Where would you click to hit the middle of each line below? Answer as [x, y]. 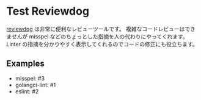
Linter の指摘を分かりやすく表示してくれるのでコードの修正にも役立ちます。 [102, 44]
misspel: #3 [30, 78]
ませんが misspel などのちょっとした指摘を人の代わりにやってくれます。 [97, 36]
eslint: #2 [27, 91]
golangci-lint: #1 [35, 85]
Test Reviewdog [48, 11]
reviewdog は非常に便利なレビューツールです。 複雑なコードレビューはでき [101, 29]
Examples [25, 64]
